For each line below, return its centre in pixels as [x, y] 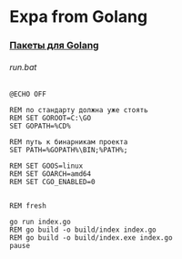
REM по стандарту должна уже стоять [79, 110]
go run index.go [40, 222]
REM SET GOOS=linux [46, 166]
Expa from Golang [79, 17]
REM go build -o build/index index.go [83, 230]
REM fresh [28, 206]
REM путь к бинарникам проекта [69, 142]
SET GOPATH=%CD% [40, 126]
